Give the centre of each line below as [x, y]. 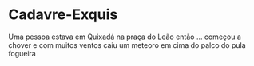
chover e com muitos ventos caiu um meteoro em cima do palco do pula [127, 45]
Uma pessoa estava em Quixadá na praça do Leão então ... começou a [125, 37]
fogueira [22, 53]
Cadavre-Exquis [63, 15]
